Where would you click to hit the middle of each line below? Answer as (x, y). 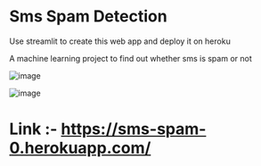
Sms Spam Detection (88, 17)
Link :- (33, 129)
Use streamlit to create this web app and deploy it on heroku (120, 41)
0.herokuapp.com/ (80, 148)
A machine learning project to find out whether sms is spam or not (130, 58)
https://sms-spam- (134, 129)
